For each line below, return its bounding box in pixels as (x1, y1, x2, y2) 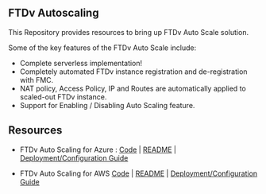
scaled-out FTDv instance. (19, 91, 107, 102)
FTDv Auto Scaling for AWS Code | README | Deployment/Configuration (19, 169, 258, 178)
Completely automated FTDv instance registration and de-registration (19, 67, 248, 76)
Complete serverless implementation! (19, 58, 143, 68)
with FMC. (19, 75, 54, 84)
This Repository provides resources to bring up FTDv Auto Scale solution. (8, 27, 249, 37)
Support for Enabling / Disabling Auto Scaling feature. (19, 100, 195, 110)
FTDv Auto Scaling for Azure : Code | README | (19, 145, 177, 154)
